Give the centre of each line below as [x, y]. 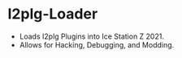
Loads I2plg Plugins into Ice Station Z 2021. [91, 36]
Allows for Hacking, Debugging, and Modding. [97, 44]
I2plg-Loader [53, 14]
